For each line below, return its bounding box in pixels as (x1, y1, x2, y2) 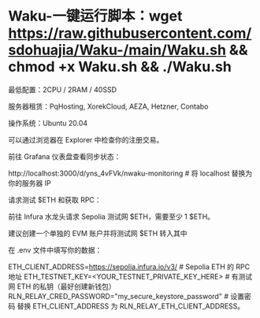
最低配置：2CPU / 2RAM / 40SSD (8, 84, 117, 94)
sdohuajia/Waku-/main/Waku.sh (8, 41, 227, 59)
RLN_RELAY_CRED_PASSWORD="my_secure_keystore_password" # (8, 291, 229, 301)
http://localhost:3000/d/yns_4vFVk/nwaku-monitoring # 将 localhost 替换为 (8, 168, 253, 178)
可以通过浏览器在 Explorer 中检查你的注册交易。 (8, 135, 164, 144)
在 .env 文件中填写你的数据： (8, 245, 102, 254)
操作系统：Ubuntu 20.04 (8, 118, 88, 128)
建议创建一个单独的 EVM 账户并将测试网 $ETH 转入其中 (8, 228, 188, 238)
